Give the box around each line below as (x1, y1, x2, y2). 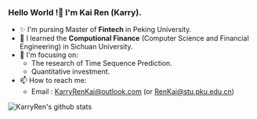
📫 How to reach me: (19, 76, 87, 85)
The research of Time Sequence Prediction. (31, 59, 172, 68)
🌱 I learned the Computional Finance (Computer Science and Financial (19, 34, 249, 43)
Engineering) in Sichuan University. (19, 42, 133, 52)
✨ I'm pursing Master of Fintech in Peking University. (19, 25, 192, 34)
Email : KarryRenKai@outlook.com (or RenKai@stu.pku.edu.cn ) (31, 87, 235, 96)
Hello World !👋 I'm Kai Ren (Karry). (8, 7, 143, 18)
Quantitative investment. (31, 67, 110, 77)
